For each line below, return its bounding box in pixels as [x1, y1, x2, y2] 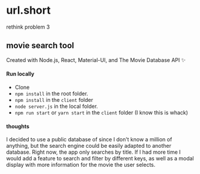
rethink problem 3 [6, 23, 50, 30]
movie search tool [6, 41, 75, 51]
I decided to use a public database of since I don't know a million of [6, 136, 173, 143]
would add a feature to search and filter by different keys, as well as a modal [6, 155, 194, 162]
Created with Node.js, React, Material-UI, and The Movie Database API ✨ [6, 56, 186, 63]
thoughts [6, 123, 30, 130]
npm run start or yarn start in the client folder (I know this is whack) [14, 108, 188, 116]
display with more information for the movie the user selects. [6, 161, 156, 169]
